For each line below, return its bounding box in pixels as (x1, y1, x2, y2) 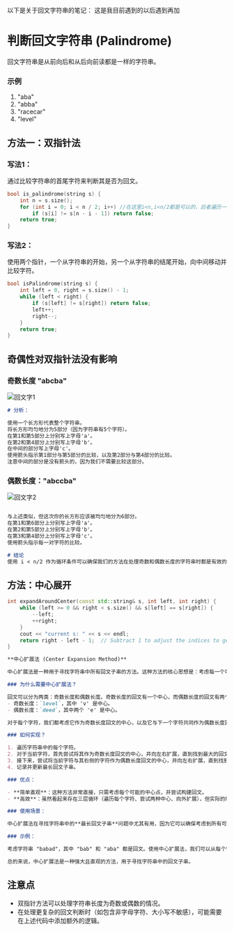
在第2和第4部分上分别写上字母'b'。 (7, 439, 96, 446)
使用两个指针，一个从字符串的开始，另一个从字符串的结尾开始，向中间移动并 (7, 258, 227, 266)
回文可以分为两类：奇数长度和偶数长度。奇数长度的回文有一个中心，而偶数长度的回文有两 (7, 694, 225, 701)
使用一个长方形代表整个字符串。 (7, 419, 86, 426)
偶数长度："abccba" (7, 476, 77, 485)
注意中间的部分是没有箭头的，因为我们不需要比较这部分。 (7, 458, 148, 465)
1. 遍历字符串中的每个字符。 (7, 744, 79, 751)
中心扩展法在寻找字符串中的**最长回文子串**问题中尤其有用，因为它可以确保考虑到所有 (7, 820, 222, 827)
